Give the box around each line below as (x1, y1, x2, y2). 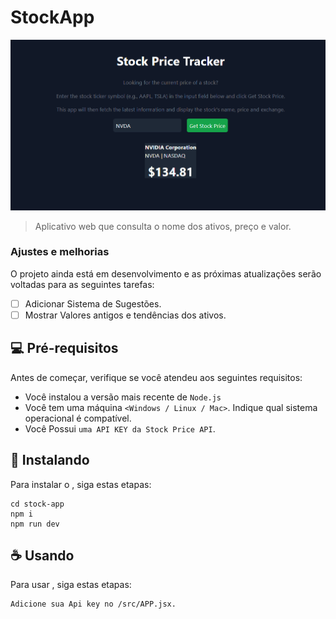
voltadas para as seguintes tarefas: (10, 278, 155, 290)
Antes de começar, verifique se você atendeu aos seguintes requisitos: (10, 371, 303, 383)
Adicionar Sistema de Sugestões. (24, 297, 162, 310)
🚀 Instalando (10, 452, 90, 469)
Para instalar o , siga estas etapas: (10, 478, 152, 490)
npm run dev (10, 519, 60, 529)
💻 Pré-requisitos (10, 340, 119, 357)
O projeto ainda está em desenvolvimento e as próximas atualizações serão (10, 267, 322, 280)
